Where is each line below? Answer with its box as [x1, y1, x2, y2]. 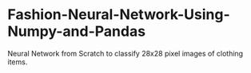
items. [7, 57, 28, 67]
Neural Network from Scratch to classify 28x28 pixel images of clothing [7, 48, 244, 58]
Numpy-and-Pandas [7, 22, 145, 40]
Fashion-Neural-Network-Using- [7, 6, 231, 24]
